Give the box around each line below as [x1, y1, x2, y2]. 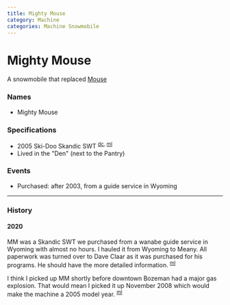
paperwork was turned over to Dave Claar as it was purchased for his [7, 252, 203, 260]
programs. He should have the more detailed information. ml [7, 259, 176, 269]
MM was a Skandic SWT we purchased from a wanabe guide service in [7, 238, 209, 246]
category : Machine [7, 16, 60, 23]
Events [7, 166, 31, 176]
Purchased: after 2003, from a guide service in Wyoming [16, 181, 178, 190]
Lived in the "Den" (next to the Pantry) [16, 149, 125, 157]
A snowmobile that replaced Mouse [7, 75, 107, 83]
